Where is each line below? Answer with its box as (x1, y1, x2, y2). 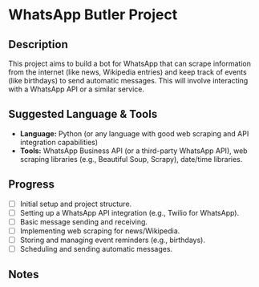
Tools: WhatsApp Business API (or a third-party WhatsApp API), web (19, 146, 248, 156)
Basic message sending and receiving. (19, 216, 148, 226)
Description (8, 38, 68, 51)
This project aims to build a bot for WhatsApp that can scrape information (8, 59, 251, 68)
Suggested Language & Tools (8, 107, 158, 121)
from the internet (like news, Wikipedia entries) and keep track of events (8, 67, 247, 77)
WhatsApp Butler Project (8, 6, 178, 24)
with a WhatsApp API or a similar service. (8, 84, 145, 94)
